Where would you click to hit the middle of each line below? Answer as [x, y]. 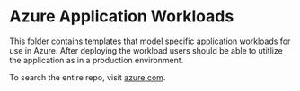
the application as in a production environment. [97, 60]
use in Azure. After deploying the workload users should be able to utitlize [146, 50]
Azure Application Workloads [122, 17]
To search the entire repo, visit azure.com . [88, 77]
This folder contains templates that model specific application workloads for [150, 41]
